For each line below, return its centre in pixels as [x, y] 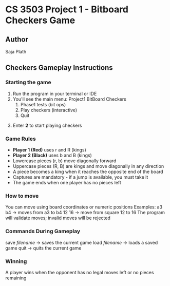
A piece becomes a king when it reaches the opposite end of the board [88, 171]
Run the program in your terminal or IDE [55, 93]
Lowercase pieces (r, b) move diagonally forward [64, 161]
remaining [16, 278]
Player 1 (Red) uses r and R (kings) [49, 149]
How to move [22, 196]
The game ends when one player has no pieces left [67, 182]
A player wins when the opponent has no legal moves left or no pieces [80, 272]
